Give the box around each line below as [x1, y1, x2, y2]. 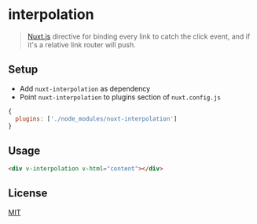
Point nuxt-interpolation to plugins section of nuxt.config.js [19, 92, 222, 102]
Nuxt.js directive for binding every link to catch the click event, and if [27, 32, 251, 41]
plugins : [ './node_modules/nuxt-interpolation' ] [15, 114, 178, 123]
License [8, 187, 48, 200]
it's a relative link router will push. [27, 39, 136, 49]
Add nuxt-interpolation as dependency [19, 84, 151, 93]
